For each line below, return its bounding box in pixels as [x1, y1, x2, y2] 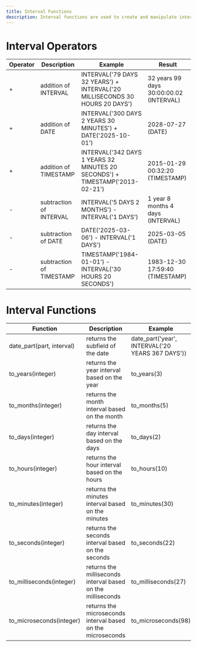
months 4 [147, 202, 174, 210]
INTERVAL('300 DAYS [81, 109, 142, 118]
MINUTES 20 [81, 163, 117, 171]
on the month [86, 413, 123, 421]
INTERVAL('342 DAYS [81, 148, 142, 156]
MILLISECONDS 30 [81, 92, 134, 100]
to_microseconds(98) [131, 616, 191, 625]
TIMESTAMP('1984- [81, 250, 139, 259]
